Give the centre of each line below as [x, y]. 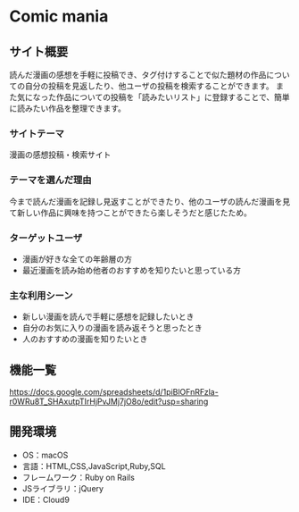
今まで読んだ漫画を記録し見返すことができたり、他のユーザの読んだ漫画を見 [150, 201]
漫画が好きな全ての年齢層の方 [77, 259]
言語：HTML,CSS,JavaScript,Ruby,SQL [94, 466]
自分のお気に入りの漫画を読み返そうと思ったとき [112, 328]
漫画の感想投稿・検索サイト [60, 155]
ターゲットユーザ [46, 238]
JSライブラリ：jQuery [63, 488]
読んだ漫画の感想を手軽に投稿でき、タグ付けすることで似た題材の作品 [138, 75]
